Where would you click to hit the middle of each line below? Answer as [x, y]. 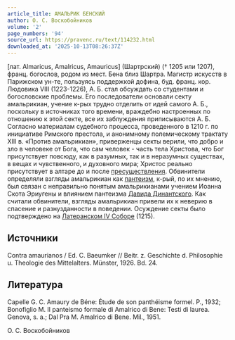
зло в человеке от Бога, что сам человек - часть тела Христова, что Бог [116, 149]
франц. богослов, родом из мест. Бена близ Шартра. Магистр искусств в [117, 74]
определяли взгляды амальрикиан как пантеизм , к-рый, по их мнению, [115, 179]
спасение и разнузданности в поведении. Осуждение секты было [106, 209]
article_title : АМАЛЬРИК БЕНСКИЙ [56, 14]
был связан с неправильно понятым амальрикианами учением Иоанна [115, 186]
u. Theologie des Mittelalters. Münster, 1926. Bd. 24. [82, 263]
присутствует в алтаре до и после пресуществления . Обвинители [106, 171]
